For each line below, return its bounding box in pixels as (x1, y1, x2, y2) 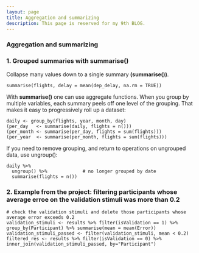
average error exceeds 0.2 (6, 214, 75, 220)
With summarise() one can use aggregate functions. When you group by (6, 93, 189, 101)
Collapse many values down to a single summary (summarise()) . (6, 71, 169, 78)
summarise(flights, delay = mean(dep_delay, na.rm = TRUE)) (6, 82, 162, 88)
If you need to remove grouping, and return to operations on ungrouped (6, 144, 186, 152)
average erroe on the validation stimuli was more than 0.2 (6, 195, 180, 204)
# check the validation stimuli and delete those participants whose (6, 208, 187, 215)
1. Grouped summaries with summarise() (6, 57, 129, 65)
